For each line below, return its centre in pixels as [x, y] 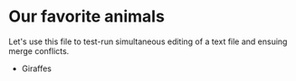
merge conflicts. [39, 50]
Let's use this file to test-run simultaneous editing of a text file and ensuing [148, 41]
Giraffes [36, 68]
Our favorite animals [86, 17]
